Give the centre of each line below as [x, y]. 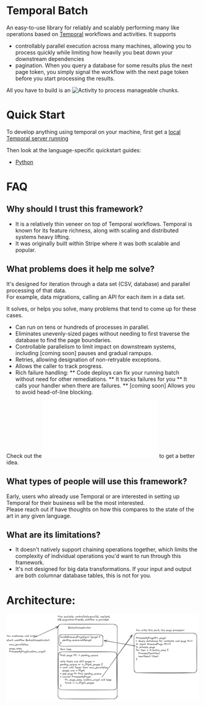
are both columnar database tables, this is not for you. [83, 576]
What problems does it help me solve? [81, 269]
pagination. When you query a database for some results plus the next [104, 65]
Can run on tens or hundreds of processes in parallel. [82, 327]
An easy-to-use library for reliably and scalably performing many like [93, 28]
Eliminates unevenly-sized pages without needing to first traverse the [102, 333]
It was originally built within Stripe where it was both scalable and [97, 243]
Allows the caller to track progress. [59, 366]
